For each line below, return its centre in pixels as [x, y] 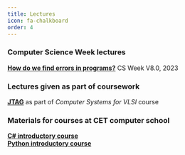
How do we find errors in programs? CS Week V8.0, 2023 [93, 68]
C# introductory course [43, 136]
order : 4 [20, 27]
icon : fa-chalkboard [38, 21]
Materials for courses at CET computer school [89, 120]
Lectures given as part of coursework [74, 86]
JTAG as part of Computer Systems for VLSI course [83, 101]
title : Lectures [31, 14]
